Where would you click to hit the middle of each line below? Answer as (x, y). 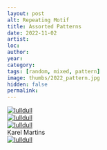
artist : (18, 39)
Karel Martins (26, 133)
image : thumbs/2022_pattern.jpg (53, 78)
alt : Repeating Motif (38, 20)
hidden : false (28, 84)
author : (18, 53)
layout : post (26, 13)
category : (21, 65)
